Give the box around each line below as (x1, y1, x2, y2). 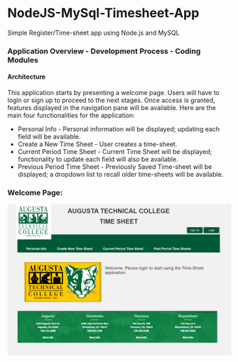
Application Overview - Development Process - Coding (7, 46, 201, 56)
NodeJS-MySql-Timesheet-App (7, 5, 200, 21)
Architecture (7, 72, 46, 81)
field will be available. (17, 133, 81, 141)
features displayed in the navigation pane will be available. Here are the (7, 104, 217, 112)
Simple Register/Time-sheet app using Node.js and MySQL (7, 28, 180, 37)
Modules (7, 55, 39, 65)
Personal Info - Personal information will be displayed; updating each (17, 125, 220, 133)
